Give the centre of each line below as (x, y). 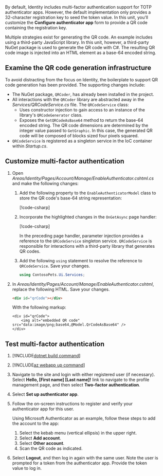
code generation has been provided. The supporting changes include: (75, 85)
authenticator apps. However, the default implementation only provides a (78, 12)
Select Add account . (40, 438)
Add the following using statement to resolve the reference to (81, 260)
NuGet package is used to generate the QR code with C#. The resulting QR (80, 47)
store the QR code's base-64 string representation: (71, 198)
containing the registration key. (36, 28)
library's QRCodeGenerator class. (51, 115)
